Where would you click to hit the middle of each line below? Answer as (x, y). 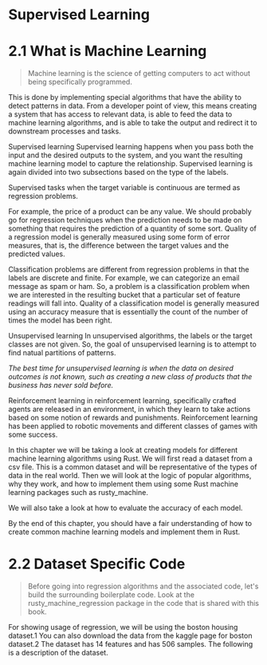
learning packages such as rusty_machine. (79, 493)
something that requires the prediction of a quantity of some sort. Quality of (132, 228)
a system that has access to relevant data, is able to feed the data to (120, 114)
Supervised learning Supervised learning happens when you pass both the (131, 147)
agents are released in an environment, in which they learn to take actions (130, 410)
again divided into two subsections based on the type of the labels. (118, 172)
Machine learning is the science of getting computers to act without (139, 73)
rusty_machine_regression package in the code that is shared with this (143, 604)
